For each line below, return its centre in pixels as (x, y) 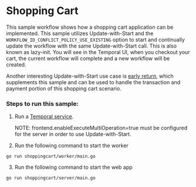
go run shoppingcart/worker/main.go (51, 156)
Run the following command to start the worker (72, 146)
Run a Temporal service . (44, 116)
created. (16, 64)
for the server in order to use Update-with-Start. (73, 134)
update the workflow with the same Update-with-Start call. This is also (92, 46)
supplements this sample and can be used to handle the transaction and (93, 82)
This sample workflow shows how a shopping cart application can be (90, 27)
